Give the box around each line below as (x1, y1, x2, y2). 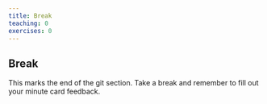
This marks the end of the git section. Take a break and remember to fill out (8, 78, 260, 88)
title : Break (8, 11, 52, 20)
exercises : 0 (8, 27, 52, 35)
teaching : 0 (8, 19, 48, 27)
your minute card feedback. (8, 86, 101, 97)
